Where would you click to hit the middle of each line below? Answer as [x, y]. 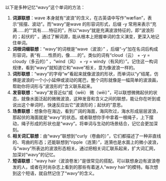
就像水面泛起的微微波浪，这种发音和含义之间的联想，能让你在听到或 [91, 99]
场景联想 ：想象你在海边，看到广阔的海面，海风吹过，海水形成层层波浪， [86, 111]
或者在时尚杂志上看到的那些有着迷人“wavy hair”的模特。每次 [92, 167]
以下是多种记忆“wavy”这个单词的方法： [45, 7]
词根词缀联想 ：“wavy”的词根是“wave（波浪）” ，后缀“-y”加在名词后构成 [85, 49]
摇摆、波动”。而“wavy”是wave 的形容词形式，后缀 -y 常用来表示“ [85, 24]
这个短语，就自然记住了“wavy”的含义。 [57, 173]
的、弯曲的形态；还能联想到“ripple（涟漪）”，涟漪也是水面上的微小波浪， [86, 142]
